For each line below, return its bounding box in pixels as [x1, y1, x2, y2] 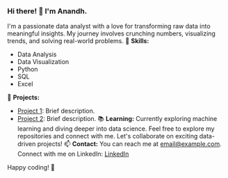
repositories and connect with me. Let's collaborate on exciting [17, 132, 198, 140]
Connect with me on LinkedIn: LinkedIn [17, 149, 129, 159]
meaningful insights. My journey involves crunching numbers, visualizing [7, 29, 215, 38]
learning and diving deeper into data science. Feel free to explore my [17, 124, 215, 133]
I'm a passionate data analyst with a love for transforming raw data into [7, 22, 211, 31]
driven [17, 140, 36, 148]
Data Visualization [17, 58, 70, 66]
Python [17, 65, 38, 74]
